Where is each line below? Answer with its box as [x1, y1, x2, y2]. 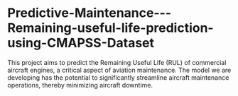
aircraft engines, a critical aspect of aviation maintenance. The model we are [7, 66, 232, 74]
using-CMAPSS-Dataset [7, 35, 155, 51]
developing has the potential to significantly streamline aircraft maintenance [7, 73, 229, 82]
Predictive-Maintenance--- [7, 5, 172, 21]
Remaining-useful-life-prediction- [7, 20, 215, 36]
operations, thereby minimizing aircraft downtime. [7, 80, 153, 89]
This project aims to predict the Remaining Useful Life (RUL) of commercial [7, 58, 227, 66]
